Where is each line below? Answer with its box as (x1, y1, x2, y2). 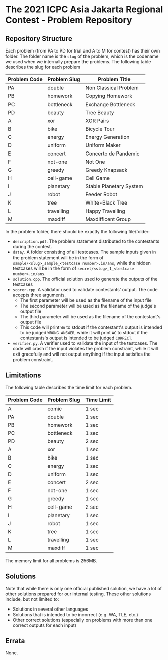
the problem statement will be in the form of (12, 255, 104, 261)
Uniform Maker (85, 142, 121, 148)
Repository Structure (5, 34, 73, 43)
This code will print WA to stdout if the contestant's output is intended (20, 324, 162, 330)
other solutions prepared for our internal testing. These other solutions (5, 591, 151, 597)
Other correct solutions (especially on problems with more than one (12, 617, 153, 623)
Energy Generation (85, 134, 130, 140)
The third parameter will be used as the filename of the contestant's (20, 314, 161, 319)
